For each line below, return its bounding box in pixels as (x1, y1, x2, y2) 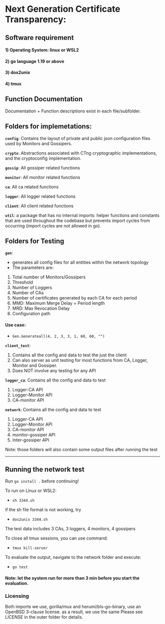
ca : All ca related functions (5, 184, 59, 190)
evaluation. (5, 580, 29, 586)
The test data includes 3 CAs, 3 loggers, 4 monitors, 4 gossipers (5, 526, 136, 532)
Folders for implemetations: (5, 122, 92, 131)
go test (12, 565, 28, 570)
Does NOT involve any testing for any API (12, 367, 96, 374)
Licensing (5, 593, 29, 599)
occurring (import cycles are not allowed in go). (5, 222, 102, 229)
